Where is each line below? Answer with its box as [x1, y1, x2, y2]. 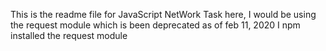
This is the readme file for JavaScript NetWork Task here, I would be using [10, 9, 317, 20]
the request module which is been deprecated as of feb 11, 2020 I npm [10, 19, 301, 31]
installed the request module [10, 30, 128, 41]
